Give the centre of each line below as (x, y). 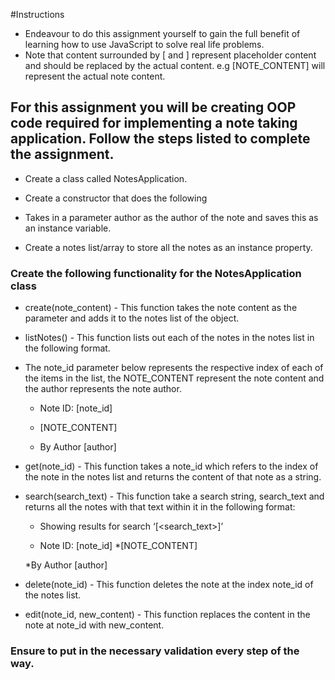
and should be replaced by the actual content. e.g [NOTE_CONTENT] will (175, 65)
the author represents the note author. (103, 389)
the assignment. (62, 154)
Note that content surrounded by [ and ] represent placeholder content (170, 55)
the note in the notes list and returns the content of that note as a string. (173, 477)
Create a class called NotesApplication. (106, 178)
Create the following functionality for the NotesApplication (156, 273)
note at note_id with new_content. (94, 625)
